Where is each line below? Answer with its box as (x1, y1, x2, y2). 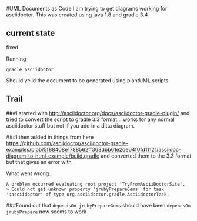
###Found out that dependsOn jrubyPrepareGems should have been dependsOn (6, 202, 191, 209)
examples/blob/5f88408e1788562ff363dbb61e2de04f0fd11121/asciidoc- (6, 146, 181, 153)
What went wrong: (6, 170, 51, 177)
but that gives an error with (6, 158, 72, 165)
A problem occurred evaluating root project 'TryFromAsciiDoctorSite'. (6, 181, 185, 187)
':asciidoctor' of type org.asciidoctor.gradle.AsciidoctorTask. (6, 191, 169, 197)
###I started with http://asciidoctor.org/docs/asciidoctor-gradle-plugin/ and (6, 109, 190, 116)
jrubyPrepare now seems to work (6, 208, 87, 215)
